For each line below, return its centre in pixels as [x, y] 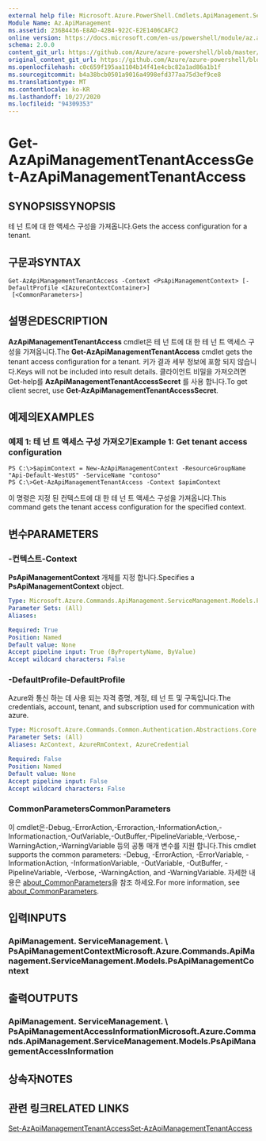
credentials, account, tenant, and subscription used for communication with [131, 707]
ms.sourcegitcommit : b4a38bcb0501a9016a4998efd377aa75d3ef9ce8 [115, 75]
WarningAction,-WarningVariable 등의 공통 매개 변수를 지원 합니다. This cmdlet [132, 845]
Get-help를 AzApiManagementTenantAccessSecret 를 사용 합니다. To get [128, 381]
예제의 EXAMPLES [51, 417]
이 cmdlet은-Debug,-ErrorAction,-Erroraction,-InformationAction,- [115, 827]
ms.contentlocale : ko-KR [49, 89]
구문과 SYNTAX [45, 262]
